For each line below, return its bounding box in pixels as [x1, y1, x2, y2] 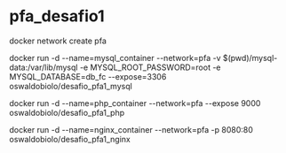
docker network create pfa [9, 35, 107, 46]
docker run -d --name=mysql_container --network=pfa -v [9, 52, 221, 63]
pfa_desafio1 [9, 6, 105, 27]
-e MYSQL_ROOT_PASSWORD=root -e [79, 62, 221, 73]
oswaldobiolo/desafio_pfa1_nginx [9, 134, 131, 144]
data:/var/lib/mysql [9, 62, 78, 73]
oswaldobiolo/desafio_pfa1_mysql [9, 80, 133, 91]
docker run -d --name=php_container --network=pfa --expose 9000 [9, 97, 261, 108]
